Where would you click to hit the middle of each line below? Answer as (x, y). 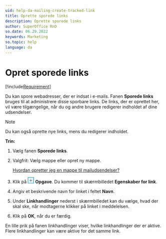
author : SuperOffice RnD (31, 26)
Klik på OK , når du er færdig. (42, 216)
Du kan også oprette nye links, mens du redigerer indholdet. (67, 131)
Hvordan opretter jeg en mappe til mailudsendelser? (66, 170)
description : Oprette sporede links (43, 21)
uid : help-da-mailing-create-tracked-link (50, 10)
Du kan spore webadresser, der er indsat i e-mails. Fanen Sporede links (79, 96)
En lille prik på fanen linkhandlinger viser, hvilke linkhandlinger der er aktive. (83, 226)
